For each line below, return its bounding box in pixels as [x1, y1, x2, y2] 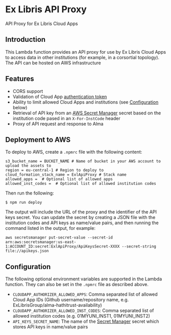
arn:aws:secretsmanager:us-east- [5, 240, 77, 245]
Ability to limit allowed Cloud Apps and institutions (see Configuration [12, 99, 159, 105]
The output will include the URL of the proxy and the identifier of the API [5, 209, 157, 215]
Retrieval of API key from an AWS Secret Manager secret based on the [12, 110, 161, 116]
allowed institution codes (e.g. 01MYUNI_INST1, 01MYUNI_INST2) [12, 313, 151, 319]
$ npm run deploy [5, 200, 42, 205]
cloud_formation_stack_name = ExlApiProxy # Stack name [5, 172, 127, 177]
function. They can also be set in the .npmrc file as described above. [5, 281, 149, 288]
